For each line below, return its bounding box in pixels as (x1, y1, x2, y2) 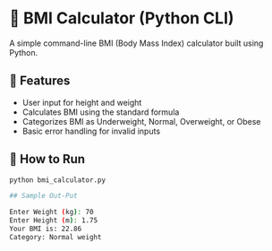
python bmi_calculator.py (9, 175, 106, 185)
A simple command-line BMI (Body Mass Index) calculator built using (9, 38, 264, 48)
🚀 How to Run (9, 151, 86, 167)
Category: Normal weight (9, 232, 102, 241)
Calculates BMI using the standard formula (21, 107, 180, 117)
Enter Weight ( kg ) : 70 (9, 208, 94, 217)
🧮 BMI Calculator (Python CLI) (9, 8, 234, 29)
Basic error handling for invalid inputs (21, 125, 161, 136)
